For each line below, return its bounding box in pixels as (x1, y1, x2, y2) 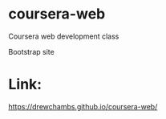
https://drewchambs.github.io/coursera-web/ (8, 101, 158, 111)
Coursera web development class (8, 31, 119, 41)
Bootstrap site (8, 47, 55, 56)
